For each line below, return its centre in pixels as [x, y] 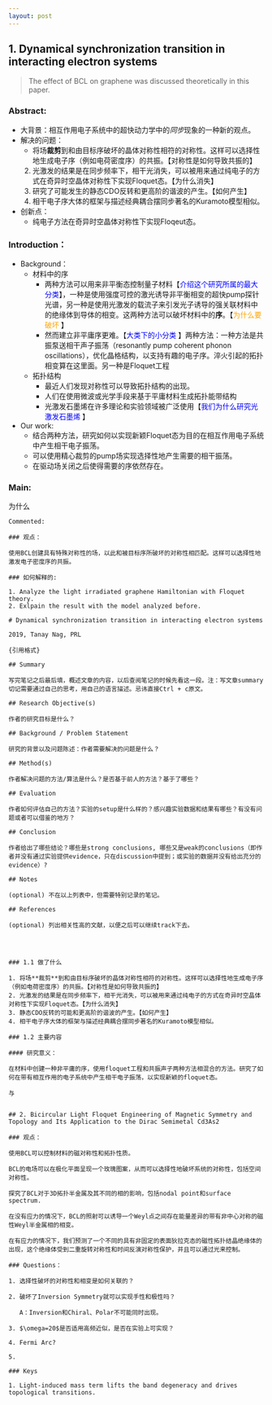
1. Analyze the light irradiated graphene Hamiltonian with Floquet [127, 592]
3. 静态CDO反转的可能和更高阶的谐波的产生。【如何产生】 [91, 1013]
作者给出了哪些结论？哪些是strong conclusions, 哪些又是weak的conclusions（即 [133, 848]
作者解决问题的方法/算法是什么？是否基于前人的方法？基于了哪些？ [104, 779]
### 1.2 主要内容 [35, 1038]
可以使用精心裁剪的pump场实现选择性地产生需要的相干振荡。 [134, 456]
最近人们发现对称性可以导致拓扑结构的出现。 [119, 386]
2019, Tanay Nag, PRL [45, 635]
